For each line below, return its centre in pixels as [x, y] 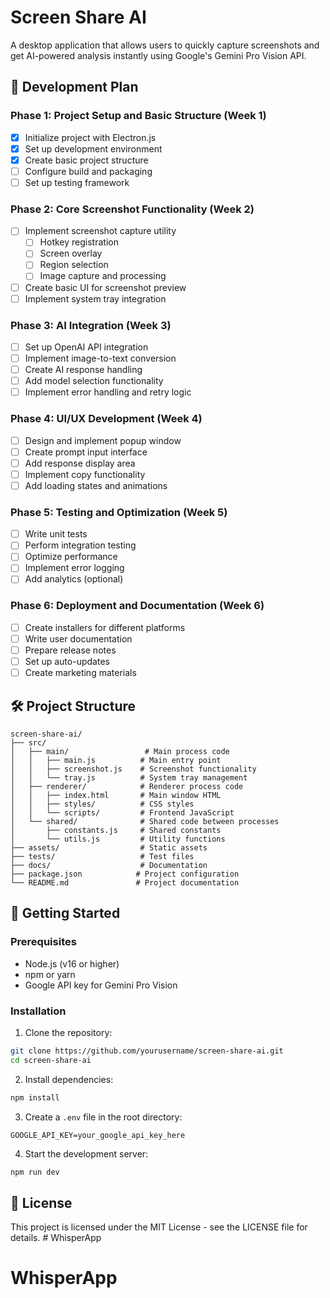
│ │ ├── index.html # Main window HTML [116, 795]
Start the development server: [86, 1153]
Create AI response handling [83, 370]
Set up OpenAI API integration [86, 347]
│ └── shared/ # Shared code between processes [145, 821]
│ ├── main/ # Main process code [120, 751]
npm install [35, 1097]
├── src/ [28, 742]
